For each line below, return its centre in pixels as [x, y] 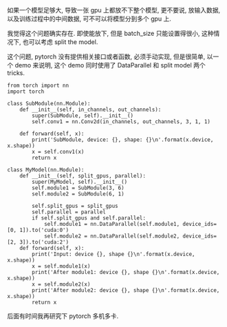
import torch [26, 92]
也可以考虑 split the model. [60, 42]
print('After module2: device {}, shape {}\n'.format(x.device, [126, 291]
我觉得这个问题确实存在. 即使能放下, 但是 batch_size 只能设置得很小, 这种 [110, 33]
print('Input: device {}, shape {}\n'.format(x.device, [113, 254]
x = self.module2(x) [61, 284]
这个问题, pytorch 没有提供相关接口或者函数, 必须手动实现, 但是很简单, [106, 56]
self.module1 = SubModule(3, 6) [78, 188]
